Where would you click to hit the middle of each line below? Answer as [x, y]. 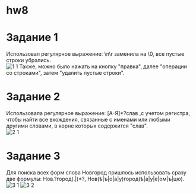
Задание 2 [33, 97]
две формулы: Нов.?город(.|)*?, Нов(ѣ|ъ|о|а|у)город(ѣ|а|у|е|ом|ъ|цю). [95, 179]
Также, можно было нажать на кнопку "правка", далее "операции [103, 66]
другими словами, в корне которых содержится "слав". [77, 126]
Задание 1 [32, 38]
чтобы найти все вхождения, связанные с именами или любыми [88, 120]
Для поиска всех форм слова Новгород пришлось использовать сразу [97, 172]
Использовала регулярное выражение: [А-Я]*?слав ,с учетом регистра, [98, 113]
